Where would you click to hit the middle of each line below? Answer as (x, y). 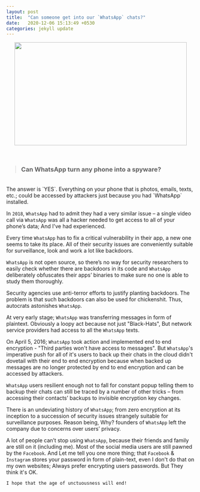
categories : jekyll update (40, 28)
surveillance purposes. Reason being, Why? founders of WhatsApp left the (96, 422)
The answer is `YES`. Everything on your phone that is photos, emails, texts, (100, 189)
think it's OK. (22, 472)
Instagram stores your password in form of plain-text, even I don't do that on (100, 459)
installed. (17, 202)
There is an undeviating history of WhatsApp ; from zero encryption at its (93, 409)
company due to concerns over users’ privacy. (63, 428)
